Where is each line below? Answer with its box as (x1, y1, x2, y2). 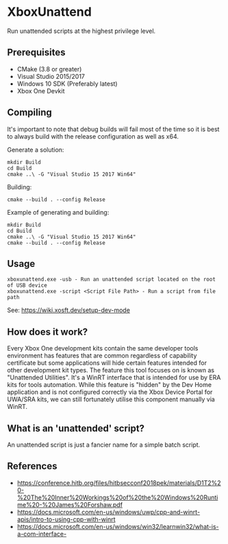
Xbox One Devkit (16, 86, 65, 95)
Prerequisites (7, 47, 66, 58)
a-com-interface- (16, 530, 67, 538)
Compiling (7, 107, 53, 119)
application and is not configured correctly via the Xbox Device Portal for (7, 388, 213, 397)
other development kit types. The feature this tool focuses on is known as (7, 366, 214, 375)
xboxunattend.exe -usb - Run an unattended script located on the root (7, 276, 216, 283)
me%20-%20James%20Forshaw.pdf (16, 500, 123, 508)
